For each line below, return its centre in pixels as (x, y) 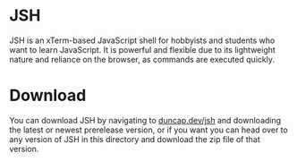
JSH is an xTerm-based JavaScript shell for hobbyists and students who (142, 40)
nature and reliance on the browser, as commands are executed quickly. (142, 59)
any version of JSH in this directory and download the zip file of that (135, 139)
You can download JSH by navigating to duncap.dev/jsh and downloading (145, 120)
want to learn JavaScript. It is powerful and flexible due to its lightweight (142, 49)
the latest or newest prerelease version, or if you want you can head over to (148, 130)
